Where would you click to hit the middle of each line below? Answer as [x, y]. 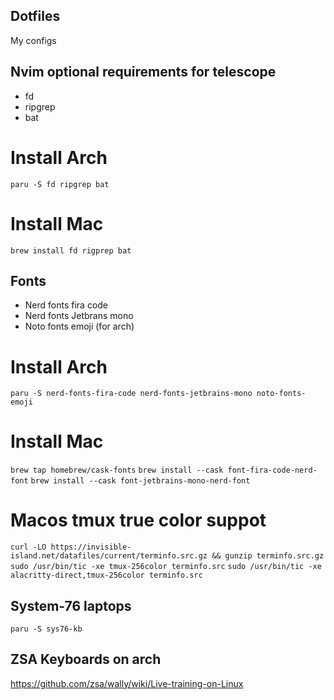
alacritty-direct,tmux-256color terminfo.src [106, 575]
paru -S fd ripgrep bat [60, 184]
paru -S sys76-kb [46, 629]
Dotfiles [35, 16]
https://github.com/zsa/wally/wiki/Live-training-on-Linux [127, 683]
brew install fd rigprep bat [71, 250]
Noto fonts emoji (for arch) [79, 326]
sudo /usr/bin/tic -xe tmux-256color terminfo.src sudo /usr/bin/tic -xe [166, 567]
